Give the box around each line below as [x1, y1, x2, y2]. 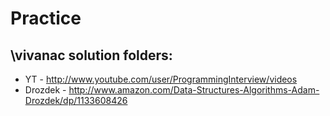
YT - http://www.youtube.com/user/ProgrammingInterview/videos [24, 73, 298, 85]
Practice [10, 7, 82, 30]
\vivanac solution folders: [10, 47, 173, 64]
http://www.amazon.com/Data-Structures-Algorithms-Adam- [68, 84, 320, 96]
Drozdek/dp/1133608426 [24, 95, 128, 106]
